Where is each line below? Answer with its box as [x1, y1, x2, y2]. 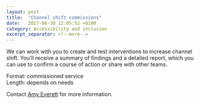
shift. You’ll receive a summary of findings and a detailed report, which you [6, 54, 195, 62]
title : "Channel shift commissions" [6, 15, 102, 21]
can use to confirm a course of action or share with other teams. [6, 61, 168, 68]
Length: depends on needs [6, 79, 74, 86]
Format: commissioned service [6, 73, 84, 80]
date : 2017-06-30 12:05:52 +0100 [6, 20, 97, 26]
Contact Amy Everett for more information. [6, 91, 113, 98]
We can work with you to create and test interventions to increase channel [6, 48, 193, 55]
